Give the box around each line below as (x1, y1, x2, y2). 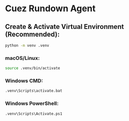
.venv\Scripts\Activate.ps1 (5, 111, 63, 116)
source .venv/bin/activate (5, 66, 60, 71)
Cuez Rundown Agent (5, 3, 96, 14)
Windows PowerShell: (5, 100, 59, 107)
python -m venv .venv (5, 43, 50, 48)
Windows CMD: (5, 77, 43, 84)
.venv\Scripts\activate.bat (5, 89, 63, 94)
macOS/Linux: (5, 54, 40, 61)
